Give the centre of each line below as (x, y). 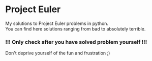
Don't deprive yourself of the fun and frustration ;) (58, 53)
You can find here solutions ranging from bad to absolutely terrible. (75, 28)
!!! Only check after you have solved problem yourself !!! (76, 42)
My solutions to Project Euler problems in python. (57, 23)
